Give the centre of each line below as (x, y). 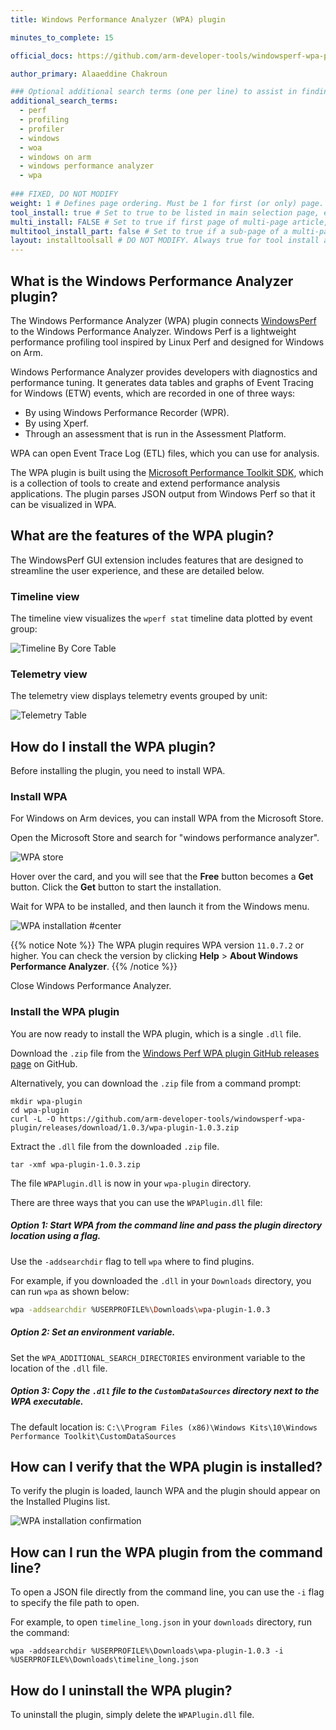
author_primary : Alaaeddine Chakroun (89, 74)
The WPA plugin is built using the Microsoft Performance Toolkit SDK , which (167, 472)
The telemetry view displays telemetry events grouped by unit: (139, 696)
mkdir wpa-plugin (46, 1101)
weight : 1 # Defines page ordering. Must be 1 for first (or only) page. (167, 203)
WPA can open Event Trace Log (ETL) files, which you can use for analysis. (165, 453)
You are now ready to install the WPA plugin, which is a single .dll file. (156, 1033)
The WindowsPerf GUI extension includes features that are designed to (157, 560)
